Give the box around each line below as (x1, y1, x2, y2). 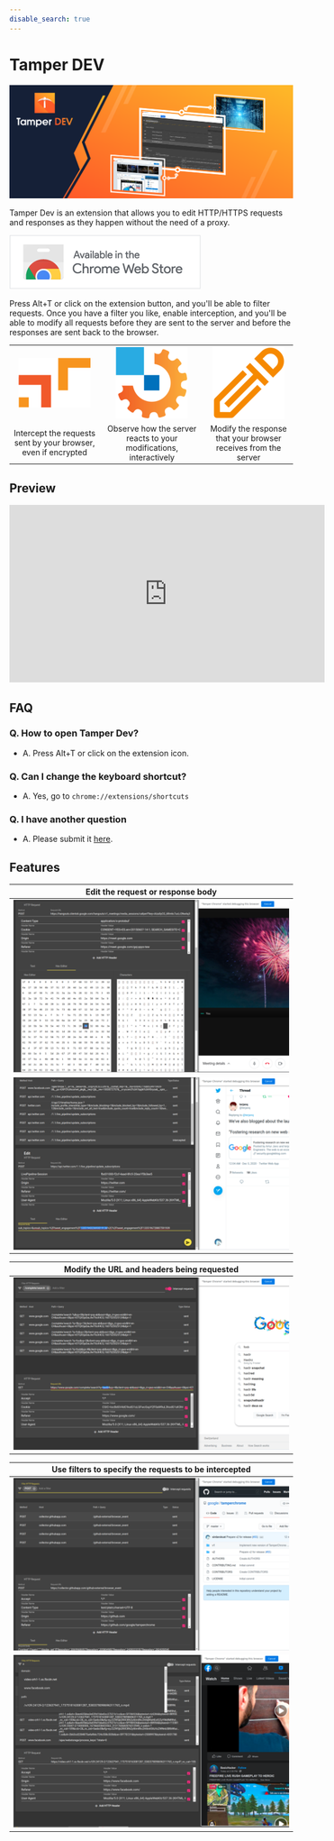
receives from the (215, 442, 282, 453)
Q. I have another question (9, 813, 128, 826)
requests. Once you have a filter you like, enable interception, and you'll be (9, 307, 287, 318)
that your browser (215, 433, 282, 444)
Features (9, 859, 60, 875)
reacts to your (125, 433, 178, 444)
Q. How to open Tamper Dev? (9, 727, 140, 739)
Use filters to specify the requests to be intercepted (51, 1464, 251, 1475)
